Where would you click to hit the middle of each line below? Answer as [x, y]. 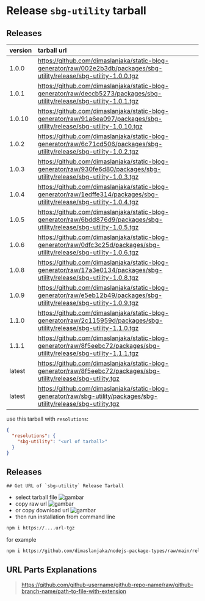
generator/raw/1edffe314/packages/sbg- [98, 194]
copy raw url [31, 504]
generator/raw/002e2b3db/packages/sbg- [100, 68]
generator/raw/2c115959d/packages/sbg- [100, 320]
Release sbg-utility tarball [76, 11]
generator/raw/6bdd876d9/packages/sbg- [100, 219]
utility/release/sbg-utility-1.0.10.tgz [90, 126]
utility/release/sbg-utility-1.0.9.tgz [88, 303]
